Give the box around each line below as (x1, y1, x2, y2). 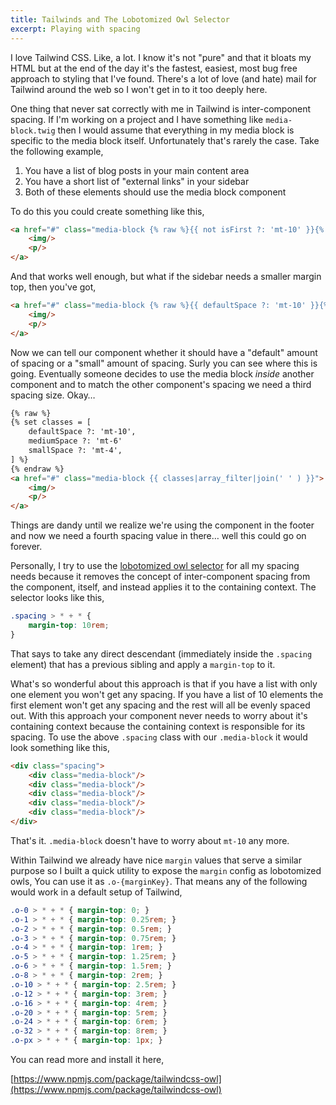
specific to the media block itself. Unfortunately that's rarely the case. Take (10, 134, 320, 146)
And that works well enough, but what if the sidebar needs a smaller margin (10, 271, 322, 282)
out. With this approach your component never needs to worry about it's (10, 709, 308, 721)
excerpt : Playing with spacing (10, 24, 141, 34)
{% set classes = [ (10, 417, 92, 428)
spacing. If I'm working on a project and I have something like (10, 113, 264, 125)
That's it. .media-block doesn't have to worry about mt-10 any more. (10, 834, 290, 846)
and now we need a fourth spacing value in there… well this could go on (10, 530, 307, 542)
